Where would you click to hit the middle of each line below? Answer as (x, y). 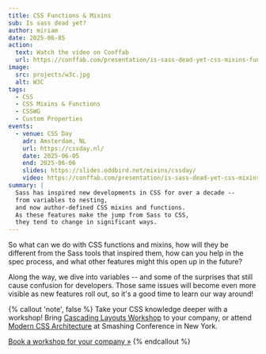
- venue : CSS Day (44, 133)
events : (21, 126)
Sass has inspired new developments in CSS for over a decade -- (125, 192)
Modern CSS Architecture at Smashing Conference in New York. (113, 326)
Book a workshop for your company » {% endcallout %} (100, 341)
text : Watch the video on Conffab (72, 52)
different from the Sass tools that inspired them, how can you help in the (126, 253)
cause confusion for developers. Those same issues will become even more (132, 286)
